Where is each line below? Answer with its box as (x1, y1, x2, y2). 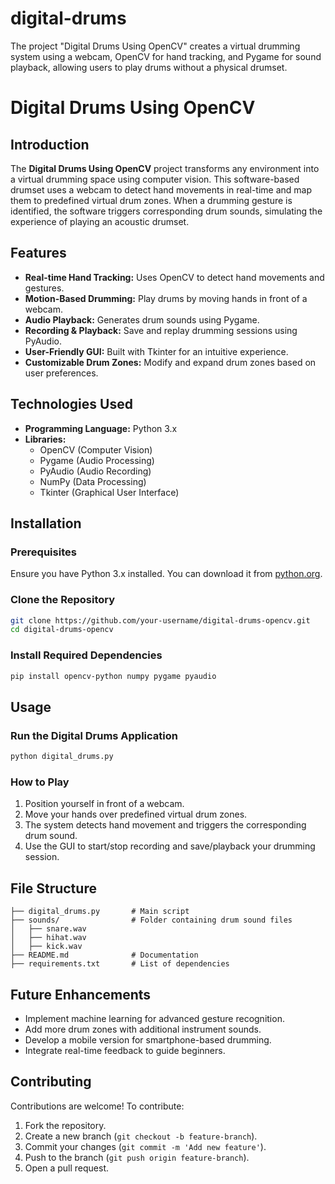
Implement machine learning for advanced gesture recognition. (24, 1012, 285, 1024)
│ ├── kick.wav (10, 942, 83, 952)
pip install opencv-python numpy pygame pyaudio (10, 671, 217, 681)
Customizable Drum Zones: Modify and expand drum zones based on (24, 356, 317, 368)
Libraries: (24, 433, 67, 445)
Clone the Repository (10, 593, 116, 607)
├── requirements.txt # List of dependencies (10, 959, 230, 969)
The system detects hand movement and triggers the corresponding (24, 819, 307, 831)
